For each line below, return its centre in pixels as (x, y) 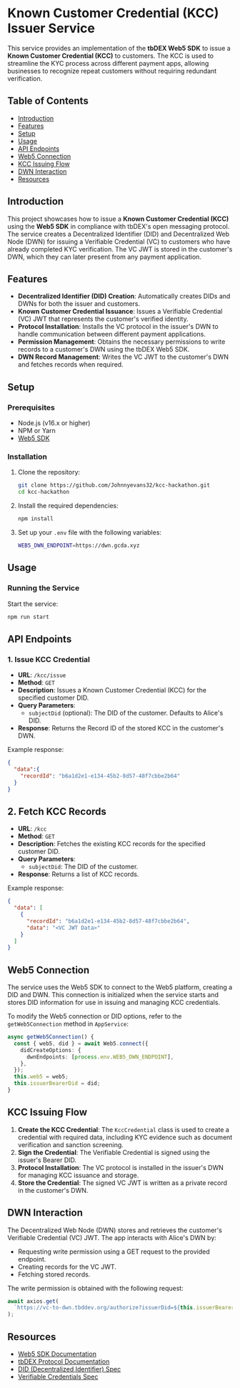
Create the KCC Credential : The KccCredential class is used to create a (124, 1129)
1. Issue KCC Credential (49, 659)
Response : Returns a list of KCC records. (78, 874)
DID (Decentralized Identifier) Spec (69, 1369)
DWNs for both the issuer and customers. (79, 304)
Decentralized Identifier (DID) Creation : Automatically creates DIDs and (124, 296)
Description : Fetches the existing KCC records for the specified (111, 844)
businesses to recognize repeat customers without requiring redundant (112, 71)
